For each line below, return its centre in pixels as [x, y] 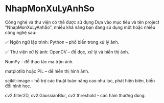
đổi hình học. [18, 86]
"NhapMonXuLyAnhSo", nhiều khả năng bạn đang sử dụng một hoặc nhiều [80, 27]
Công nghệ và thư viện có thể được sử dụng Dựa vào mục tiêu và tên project [82, 22]
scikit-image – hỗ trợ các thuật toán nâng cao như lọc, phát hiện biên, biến [80, 80]
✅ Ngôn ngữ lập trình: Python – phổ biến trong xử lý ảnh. [62, 42]
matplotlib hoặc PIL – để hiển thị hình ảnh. [47, 71]
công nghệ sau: [21, 32]
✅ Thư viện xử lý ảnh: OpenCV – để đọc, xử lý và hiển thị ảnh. [67, 51]
